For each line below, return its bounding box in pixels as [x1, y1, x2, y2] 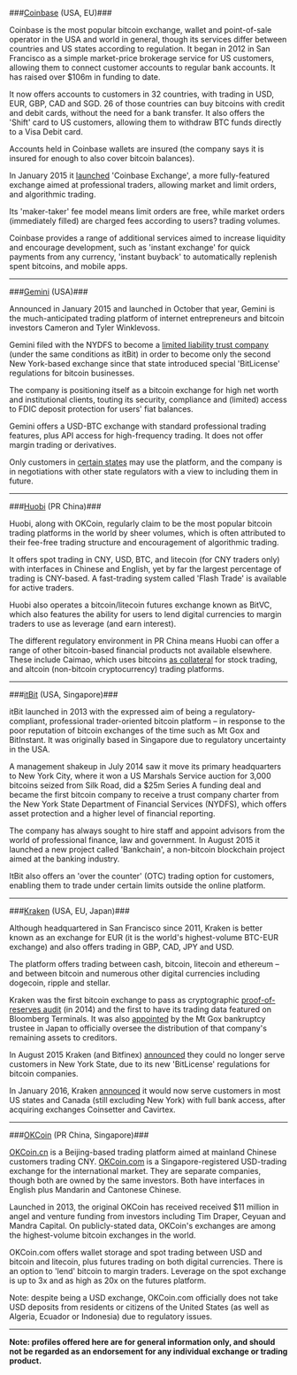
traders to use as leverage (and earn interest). [9, 619, 177, 629]
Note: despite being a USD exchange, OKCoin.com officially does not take [9, 1293, 278, 1302]
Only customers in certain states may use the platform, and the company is [9, 457, 283, 467]
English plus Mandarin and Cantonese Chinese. [9, 1185, 182, 1194]
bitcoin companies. [9, 1069, 79, 1078]
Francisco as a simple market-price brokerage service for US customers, [9, 53, 274, 63]
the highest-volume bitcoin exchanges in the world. [9, 1230, 196, 1240]
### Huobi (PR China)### [9, 501, 102, 512]
